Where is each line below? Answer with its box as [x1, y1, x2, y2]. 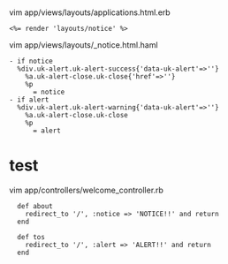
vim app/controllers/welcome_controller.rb [9, 185, 163, 196]
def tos [17, 233, 46, 242]
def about [17, 202, 53, 211]
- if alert [9, 95, 49, 104]
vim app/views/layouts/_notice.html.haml [9, 40, 158, 50]
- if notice [9, 57, 53, 66]
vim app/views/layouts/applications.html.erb [9, 7, 171, 18]
